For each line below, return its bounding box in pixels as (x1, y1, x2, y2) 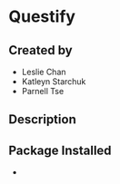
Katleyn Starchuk (21, 76, 86, 87)
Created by (8, 43, 74, 58)
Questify (8, 6, 76, 27)
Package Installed (8, 142, 112, 158)
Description (8, 111, 76, 128)
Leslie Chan (21, 66, 66, 77)
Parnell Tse (21, 86, 65, 96)
